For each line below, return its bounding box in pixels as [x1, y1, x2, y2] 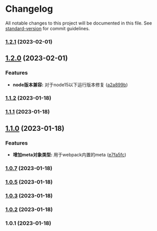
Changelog [5, 3, 53, 15]
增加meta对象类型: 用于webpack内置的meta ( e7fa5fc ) [12, 152, 126, 158]
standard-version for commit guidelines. [5, 25, 90, 31]
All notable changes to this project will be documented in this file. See [5, 20, 152, 26]
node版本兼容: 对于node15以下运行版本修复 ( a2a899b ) [12, 81, 128, 87]
